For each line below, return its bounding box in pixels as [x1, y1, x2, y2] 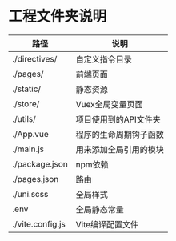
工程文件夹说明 [8, 7, 107, 26]
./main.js [12, 143, 45, 155]
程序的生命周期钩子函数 [75, 129, 164, 140]
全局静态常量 [75, 203, 124, 215]
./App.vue [12, 128, 50, 139]
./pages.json [12, 173, 59, 184]
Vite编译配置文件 [75, 219, 139, 230]
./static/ [12, 83, 42, 94]
